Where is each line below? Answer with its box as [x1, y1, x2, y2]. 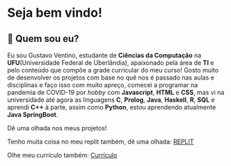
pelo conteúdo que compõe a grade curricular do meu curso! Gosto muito [7, 66, 219, 74]
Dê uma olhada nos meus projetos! [7, 124, 107, 132]
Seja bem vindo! [7, 5, 103, 21]
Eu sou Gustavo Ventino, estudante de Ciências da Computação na [7, 51, 202, 59]
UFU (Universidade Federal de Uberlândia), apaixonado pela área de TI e [7, 59, 214, 67]
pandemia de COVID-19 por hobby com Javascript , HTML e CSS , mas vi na [7, 89, 225, 96]
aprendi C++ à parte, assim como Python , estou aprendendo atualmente [7, 103, 216, 111]
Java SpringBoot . [7, 110, 58, 119]
